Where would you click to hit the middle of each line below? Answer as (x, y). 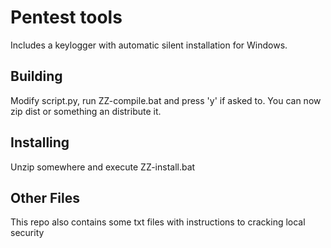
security (27, 233)
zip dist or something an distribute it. (86, 111)
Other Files (45, 197)
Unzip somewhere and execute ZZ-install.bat (103, 167)
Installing (40, 142)
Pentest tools (66, 17)
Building (36, 76)
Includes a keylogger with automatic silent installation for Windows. (149, 45)
